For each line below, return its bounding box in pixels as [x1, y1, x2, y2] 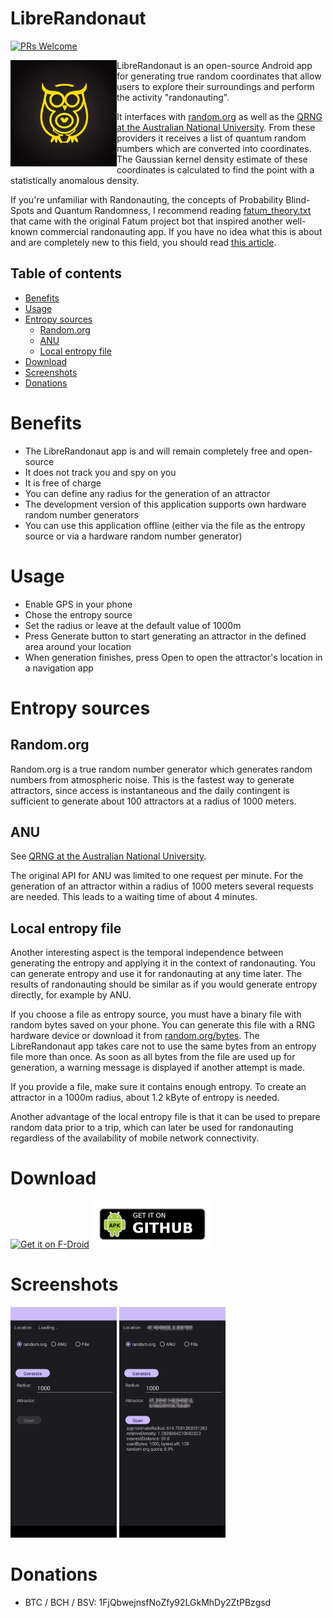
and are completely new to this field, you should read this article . [10, 236, 277, 248]
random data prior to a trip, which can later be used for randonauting [10, 1122, 294, 1134]
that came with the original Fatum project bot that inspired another [10, 215, 284, 227]
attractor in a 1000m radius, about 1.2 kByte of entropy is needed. [10, 1092, 280, 1104]
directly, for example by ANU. [10, 989, 132, 1001]
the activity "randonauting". [116, 91, 230, 103]
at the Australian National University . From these [116, 121, 316, 133]
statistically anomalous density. [10, 174, 140, 186]
